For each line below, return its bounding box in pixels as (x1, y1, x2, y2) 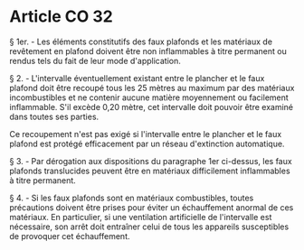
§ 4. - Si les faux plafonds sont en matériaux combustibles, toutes (9, 192, 254, 203)
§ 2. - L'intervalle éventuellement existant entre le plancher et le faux (9, 72, 265, 83)
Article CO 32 (9, 6, 113, 27)
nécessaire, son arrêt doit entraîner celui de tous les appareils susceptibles (9, 221, 290, 232)
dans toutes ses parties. (9, 111, 100, 122)
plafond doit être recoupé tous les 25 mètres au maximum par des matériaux (9, 82, 295, 93)
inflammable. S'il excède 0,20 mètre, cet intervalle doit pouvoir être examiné (9, 101, 294, 112)
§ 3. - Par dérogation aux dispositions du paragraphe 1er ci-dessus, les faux (9, 155, 292, 166)
